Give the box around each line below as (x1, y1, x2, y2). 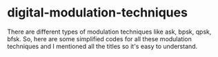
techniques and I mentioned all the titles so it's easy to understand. (7, 42, 198, 50)
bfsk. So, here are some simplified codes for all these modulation (7, 34, 192, 43)
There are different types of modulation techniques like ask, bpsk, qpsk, (7, 27, 212, 36)
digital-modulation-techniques (7, 5, 188, 21)
